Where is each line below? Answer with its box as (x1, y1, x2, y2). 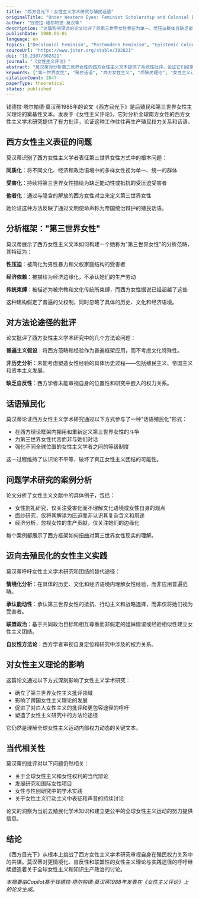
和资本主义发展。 (6, 367, 48, 374)
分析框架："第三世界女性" (6, 223, 101, 234)
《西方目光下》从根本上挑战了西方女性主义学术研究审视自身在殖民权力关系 (6, 851, 188, 858)
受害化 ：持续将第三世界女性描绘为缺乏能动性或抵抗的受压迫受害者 (6, 179, 167, 186)
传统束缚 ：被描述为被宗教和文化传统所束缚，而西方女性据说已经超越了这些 (6, 286, 188, 293)
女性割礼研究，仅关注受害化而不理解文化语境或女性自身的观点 (14, 504, 166, 511)
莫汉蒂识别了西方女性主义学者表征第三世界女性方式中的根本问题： (6, 154, 167, 161)
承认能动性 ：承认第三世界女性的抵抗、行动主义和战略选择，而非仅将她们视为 (6, 600, 193, 607)
